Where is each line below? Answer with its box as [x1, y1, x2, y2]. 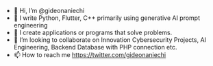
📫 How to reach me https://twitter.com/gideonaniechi [13, 51, 166, 58]
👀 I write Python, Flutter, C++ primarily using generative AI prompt [13, 14, 201, 22]
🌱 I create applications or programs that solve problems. [13, 28, 173, 36]
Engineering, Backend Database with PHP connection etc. [13, 43, 177, 51]
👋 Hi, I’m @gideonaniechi [13, 7, 85, 14]
